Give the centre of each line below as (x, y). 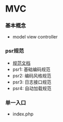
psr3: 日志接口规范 (32, 82)
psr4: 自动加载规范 (32, 88)
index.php (23, 114)
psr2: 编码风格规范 (32, 75)
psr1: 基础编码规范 (31, 69)
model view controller (35, 37)
